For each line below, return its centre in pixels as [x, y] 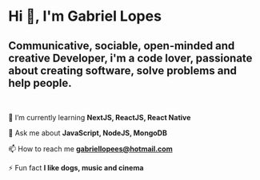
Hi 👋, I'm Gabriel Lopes [85, 16]
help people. [40, 83]
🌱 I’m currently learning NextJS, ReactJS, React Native [100, 117]
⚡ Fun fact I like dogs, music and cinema [76, 168]
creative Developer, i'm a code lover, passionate [130, 58]
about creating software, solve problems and [123, 70]
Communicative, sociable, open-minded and [122, 46]
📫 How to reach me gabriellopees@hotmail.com [91, 149]
